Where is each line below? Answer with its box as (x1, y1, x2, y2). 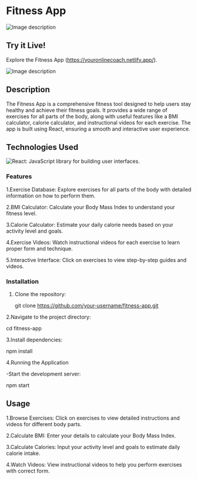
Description (6, 85, 50, 95)
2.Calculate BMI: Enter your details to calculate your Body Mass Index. (6, 432, 176, 439)
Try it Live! (6, 41, 46, 51)
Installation (6, 277, 39, 286)
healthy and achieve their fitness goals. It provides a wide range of (6, 106, 168, 113)
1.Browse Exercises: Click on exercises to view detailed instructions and (6, 414, 181, 421)
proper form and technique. (6, 245, 74, 252)
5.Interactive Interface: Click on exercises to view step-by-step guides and (6, 256, 187, 263)
